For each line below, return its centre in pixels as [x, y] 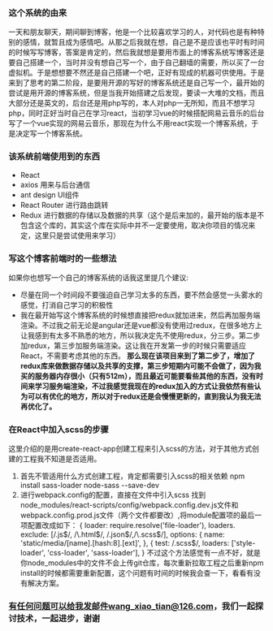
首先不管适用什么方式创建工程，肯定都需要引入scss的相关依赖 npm [132, 476]
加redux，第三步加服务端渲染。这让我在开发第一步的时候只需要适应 [133, 345]
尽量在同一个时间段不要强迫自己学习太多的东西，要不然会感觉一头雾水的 [141, 295]
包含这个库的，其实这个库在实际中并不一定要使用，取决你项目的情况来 [138, 225]
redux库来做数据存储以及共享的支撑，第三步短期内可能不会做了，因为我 [141, 365]
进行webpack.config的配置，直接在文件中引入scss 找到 [113, 495]
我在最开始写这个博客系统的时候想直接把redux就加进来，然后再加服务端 [140, 315]
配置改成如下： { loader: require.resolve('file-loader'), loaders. [131, 525]
